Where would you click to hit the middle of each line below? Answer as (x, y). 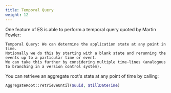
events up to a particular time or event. (51, 57)
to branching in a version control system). (54, 66)
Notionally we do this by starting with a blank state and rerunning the (86, 53)
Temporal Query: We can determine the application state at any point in (86, 44)
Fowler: (13, 35)
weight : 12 (17, 15)
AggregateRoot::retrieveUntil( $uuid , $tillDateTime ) (63, 85)
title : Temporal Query (29, 10)
